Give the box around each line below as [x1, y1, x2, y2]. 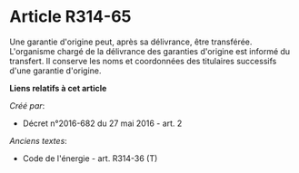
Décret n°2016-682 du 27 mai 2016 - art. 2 [22, 118, 183, 129]
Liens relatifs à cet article [9, 82, 107, 93]
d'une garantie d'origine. [9, 65, 102, 76]
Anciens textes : [9, 135, 68, 146]
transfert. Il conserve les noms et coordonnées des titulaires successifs [9, 55, 277, 66]
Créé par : [9, 100, 45, 111]
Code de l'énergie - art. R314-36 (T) [22, 152, 158, 164]
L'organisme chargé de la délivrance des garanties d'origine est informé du [9, 45, 291, 56]
